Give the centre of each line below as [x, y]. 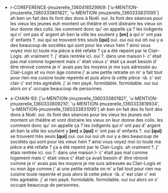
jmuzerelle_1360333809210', [40, 104]
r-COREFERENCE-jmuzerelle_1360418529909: [58, 7]
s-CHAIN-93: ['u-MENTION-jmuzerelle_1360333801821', [69, 98]
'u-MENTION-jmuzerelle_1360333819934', [115, 104]
